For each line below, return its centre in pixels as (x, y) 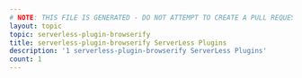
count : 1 (26, 59)
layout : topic (36, 26)
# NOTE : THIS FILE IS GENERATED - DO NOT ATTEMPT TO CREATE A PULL (138, 17)
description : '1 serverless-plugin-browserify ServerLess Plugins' (138, 51)
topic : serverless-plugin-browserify (80, 34)
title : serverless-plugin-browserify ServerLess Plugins (118, 43)
